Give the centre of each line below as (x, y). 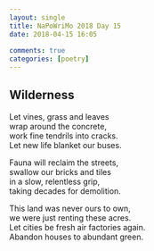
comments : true (37, 51)
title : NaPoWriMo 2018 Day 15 (65, 26)
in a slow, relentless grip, (55, 181)
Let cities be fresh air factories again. (77, 227)
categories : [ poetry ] (49, 59)
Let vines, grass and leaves (59, 116)
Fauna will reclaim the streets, (64, 163)
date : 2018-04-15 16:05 (53, 34)
